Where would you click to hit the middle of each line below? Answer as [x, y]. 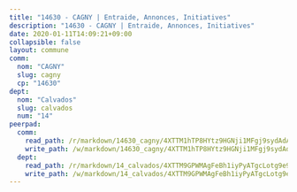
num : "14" [35, 116]
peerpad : [25, 125]
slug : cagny [39, 75]
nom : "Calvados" [47, 100]
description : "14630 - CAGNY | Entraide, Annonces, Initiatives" [132, 26]
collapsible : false [45, 42]
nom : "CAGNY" [41, 67]
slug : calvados [45, 108]
